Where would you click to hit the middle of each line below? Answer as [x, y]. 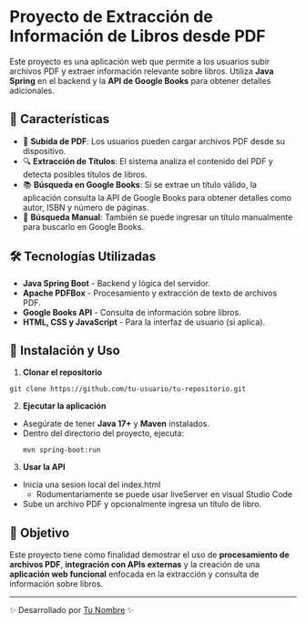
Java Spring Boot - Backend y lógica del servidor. [117, 283]
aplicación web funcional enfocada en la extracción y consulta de [134, 574]
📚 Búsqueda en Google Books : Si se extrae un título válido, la [140, 184]
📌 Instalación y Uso [65, 350]
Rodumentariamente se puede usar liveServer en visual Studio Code [164, 494]
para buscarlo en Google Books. [83, 226]
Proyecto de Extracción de [112, 17]
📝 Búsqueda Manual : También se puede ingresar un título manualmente [158, 217]
